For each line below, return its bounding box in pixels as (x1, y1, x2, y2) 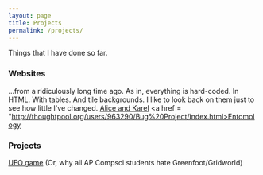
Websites (8, 68, 46, 80)
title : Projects (8, 19, 62, 27)
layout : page (8, 11, 52, 20)
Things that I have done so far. (8, 49, 108, 58)
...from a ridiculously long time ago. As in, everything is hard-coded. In (8, 86, 239, 95)
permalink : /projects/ (8, 26, 83, 34)
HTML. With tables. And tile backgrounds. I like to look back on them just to (8, 95, 255, 104)
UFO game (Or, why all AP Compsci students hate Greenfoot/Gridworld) (8, 157, 243, 167)
